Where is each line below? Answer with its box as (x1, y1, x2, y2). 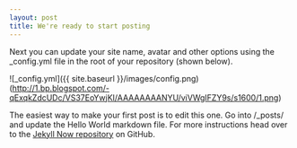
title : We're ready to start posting (9, 22, 151, 30)
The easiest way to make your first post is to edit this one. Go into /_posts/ (9, 109, 284, 120)
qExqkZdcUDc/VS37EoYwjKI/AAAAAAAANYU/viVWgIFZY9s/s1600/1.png (9, 91, 279, 103)
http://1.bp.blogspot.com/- (12, 83, 110, 93)
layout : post (9, 13, 58, 22)
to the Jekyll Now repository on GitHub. (9, 128, 155, 139)
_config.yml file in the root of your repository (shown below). (9, 56, 233, 66)
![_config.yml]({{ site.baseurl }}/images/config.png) (9, 73, 199, 83)
